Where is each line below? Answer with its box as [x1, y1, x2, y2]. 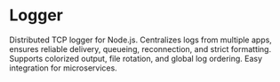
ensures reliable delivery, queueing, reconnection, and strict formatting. [9, 43, 272, 54]
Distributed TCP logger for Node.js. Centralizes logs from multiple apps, [9, 34, 273, 45]
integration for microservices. [9, 63, 117, 73]
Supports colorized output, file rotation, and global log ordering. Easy [9, 53, 263, 63]
